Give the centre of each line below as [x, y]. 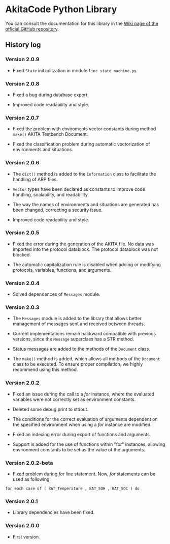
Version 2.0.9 [22, 60]
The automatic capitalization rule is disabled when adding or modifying [87, 264]
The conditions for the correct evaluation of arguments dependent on [85, 419]
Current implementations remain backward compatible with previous [84, 334]
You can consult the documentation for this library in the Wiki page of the [82, 23]
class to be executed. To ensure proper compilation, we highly [78, 364]
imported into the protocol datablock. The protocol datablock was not [85, 249]
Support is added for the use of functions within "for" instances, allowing [89, 444]
